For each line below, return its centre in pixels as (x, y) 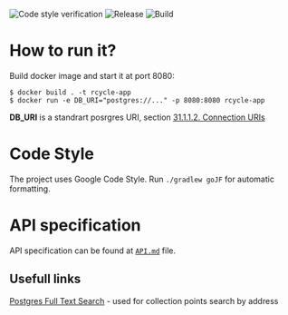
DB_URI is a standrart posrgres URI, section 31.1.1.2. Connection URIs (137, 117)
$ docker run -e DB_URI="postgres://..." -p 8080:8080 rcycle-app (137, 100)
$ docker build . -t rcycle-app (70, 92)
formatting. (30, 188)
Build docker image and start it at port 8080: (92, 75)
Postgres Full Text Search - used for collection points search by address (144, 300)
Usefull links (45, 279)
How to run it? (63, 51)
